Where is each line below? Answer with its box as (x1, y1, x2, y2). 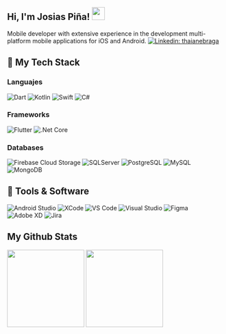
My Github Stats (7, 231, 77, 243)
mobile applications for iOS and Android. (32, 36, 147, 45)
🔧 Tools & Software (7, 186, 90, 197)
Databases (7, 142, 44, 152)
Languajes (7, 77, 43, 87)
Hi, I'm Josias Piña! (7, 11, 90, 23)
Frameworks (7, 110, 50, 120)
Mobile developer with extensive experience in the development (7, 29, 188, 38)
